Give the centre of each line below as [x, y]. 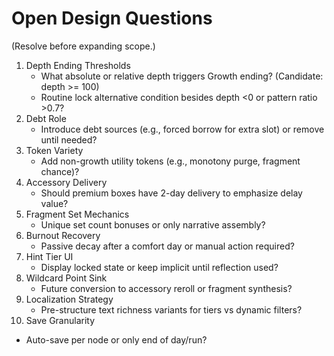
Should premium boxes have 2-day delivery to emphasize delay [171, 193]
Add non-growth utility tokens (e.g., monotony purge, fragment [170, 161]
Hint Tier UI [49, 256]
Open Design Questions [112, 18]
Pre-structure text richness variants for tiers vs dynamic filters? [171, 309]
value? [54, 203]
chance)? [60, 171]
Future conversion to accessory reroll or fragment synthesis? [166, 288]
